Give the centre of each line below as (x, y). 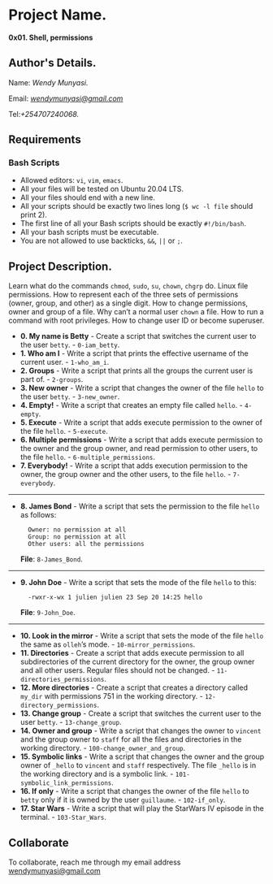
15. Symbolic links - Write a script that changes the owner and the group (142, 756)
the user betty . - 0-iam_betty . (70, 345)
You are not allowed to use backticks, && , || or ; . (101, 240)
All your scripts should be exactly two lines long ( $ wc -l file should (136, 206)
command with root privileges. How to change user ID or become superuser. (136, 321)
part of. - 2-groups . (52, 379)
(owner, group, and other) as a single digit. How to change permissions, (128, 303)
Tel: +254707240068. (44, 114)
